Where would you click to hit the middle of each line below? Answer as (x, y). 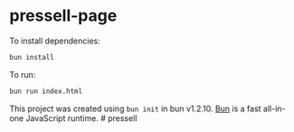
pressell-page (63, 16)
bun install (32, 57)
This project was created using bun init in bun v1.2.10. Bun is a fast (135, 108)
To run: (23, 74)
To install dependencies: (55, 41)
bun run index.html (46, 91)
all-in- (274, 108)
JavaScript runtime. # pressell (81, 118)
